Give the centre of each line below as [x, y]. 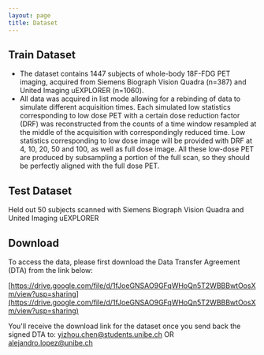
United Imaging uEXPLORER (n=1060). [82, 91]
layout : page [30, 15]
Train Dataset [42, 55]
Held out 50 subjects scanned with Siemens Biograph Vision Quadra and [126, 210]
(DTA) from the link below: [50, 270]
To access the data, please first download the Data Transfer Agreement [124, 262]
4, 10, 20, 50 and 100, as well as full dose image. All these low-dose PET [137, 149]
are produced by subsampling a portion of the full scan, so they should [135, 158]
